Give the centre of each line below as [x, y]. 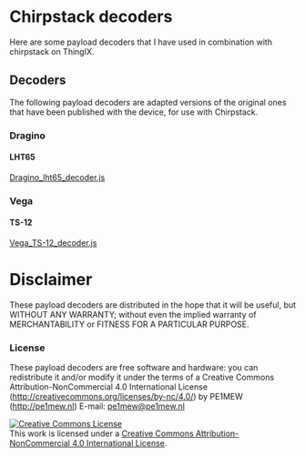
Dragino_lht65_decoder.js [57, 177]
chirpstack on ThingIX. [52, 51]
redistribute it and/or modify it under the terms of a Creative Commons [142, 377]
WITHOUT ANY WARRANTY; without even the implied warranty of [133, 314]
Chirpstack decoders [91, 17]
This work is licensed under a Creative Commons [102, 433]
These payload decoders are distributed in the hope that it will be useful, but [153, 305]
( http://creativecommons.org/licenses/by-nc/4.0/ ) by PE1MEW [126, 397]
